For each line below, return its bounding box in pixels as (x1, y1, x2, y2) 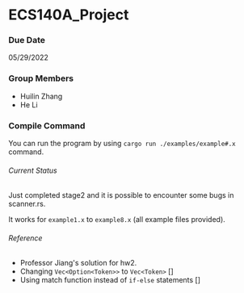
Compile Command (8, 119, 86, 131)
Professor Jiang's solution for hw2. (19, 258, 137, 268)
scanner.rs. (8, 199, 46, 209)
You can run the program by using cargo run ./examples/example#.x (8, 139, 236, 149)
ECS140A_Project (8, 6, 129, 24)
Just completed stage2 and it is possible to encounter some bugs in (8, 190, 234, 200)
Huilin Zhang (19, 91, 63, 101)
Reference (8, 232, 43, 243)
